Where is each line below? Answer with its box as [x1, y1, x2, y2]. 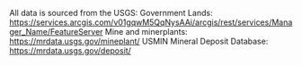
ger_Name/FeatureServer [9, 27, 103, 37]
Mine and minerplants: [104, 27, 188, 37]
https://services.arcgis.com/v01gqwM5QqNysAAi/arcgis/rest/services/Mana [9, 17, 293, 28]
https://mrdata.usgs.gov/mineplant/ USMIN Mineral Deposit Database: [9, 36, 269, 46]
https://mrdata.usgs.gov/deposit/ [9, 45, 132, 56]
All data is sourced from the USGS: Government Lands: [9, 8, 213, 18]
